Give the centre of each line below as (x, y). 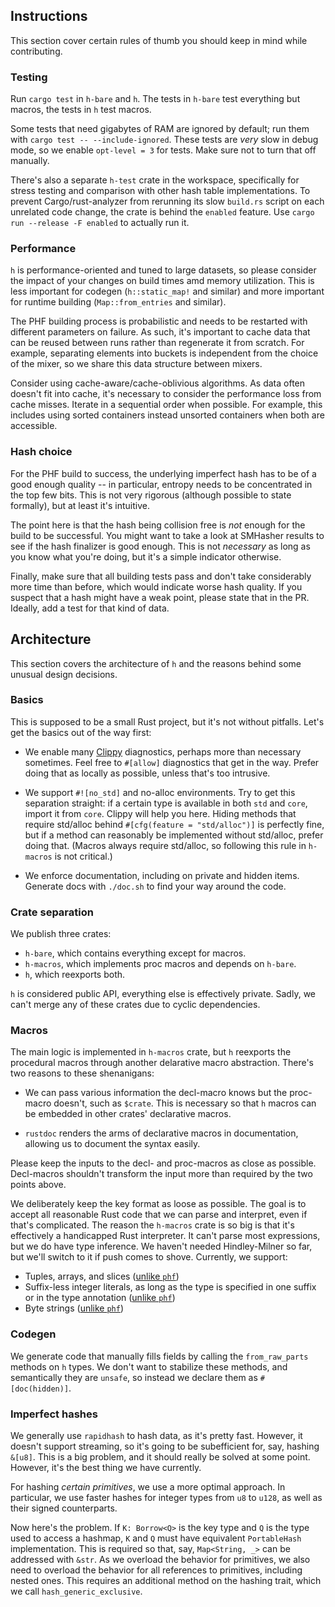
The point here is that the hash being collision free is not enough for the (158, 525)
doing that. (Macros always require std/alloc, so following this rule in (165, 845)
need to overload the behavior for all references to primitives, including (156, 1570)
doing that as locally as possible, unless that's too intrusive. (147, 773)
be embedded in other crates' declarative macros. (128, 1114)
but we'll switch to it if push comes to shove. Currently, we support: (149, 1257)
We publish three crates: (61, 934)
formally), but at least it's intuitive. (80, 505)
